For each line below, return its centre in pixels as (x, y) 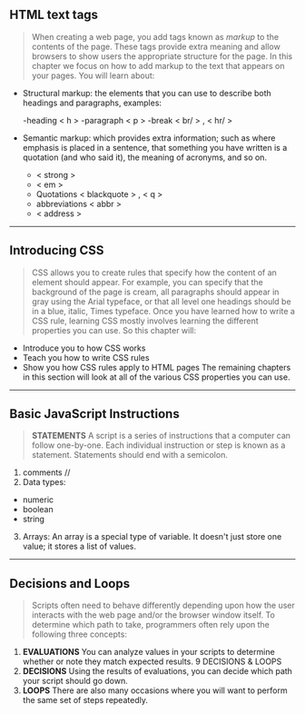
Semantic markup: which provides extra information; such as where (149, 138)
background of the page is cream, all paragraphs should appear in (155, 292)
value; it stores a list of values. (79, 546)
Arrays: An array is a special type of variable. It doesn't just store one (152, 537)
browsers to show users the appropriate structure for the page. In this (162, 56)
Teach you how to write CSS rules (86, 357)
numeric (38, 500)
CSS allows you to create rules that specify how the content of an (154, 273)
